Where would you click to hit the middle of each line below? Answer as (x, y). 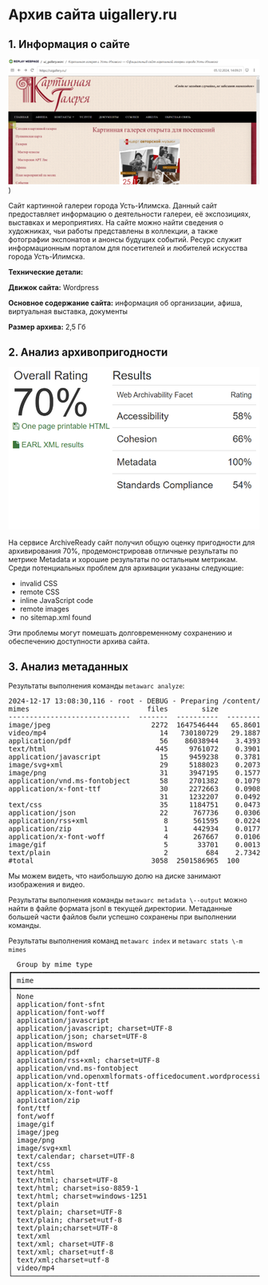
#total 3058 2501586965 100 (124, 861)
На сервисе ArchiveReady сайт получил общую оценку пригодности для (132, 543)
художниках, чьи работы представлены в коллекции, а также (113, 231)
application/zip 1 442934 (114, 829)
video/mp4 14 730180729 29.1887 (134, 733)
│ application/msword (51, 1045)
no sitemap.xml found (55, 617)
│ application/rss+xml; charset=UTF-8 (84, 1061)
